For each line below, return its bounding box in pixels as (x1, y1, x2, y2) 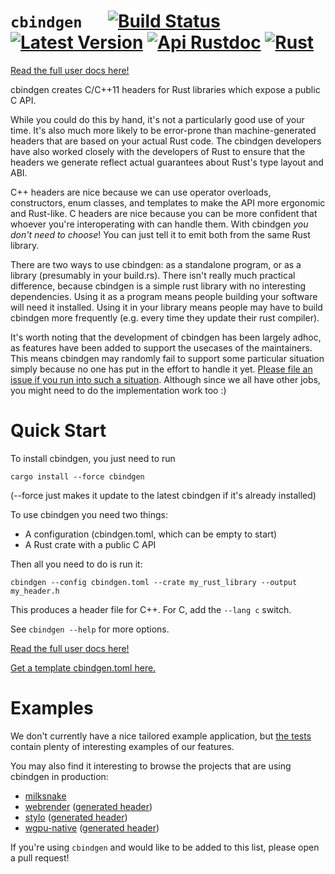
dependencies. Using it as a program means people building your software (10, 290, 318, 302)
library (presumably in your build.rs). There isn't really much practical (10, 269, 296, 281)
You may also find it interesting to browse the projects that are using (10, 760, 292, 772)
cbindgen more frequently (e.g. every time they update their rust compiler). (10, 311, 320, 324)
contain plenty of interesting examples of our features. (10, 740, 235, 752)
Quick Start (10, 420, 107, 442)
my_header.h (10, 586, 60, 596)
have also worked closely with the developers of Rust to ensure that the (10, 145, 306, 157)
